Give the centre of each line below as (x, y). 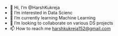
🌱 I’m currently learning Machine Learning (53, 18)
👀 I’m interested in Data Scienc (41, 13)
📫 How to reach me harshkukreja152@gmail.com (60, 28)
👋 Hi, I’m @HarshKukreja (35, 8)
